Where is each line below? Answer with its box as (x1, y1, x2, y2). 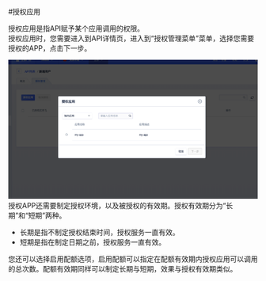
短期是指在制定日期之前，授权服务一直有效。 (19, 237, 166, 247)
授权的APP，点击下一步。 (8, 44, 92, 53)
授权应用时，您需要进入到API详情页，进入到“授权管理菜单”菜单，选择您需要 (8, 34, 255, 43)
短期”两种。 (28, 211, 66, 220)
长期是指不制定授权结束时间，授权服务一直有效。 (19, 228, 180, 237)
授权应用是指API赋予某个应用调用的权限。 (8, 24, 145, 33)
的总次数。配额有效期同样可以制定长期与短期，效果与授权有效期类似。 (8, 264, 237, 274)
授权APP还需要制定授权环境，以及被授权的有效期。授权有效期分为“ (8, 201, 226, 211)
